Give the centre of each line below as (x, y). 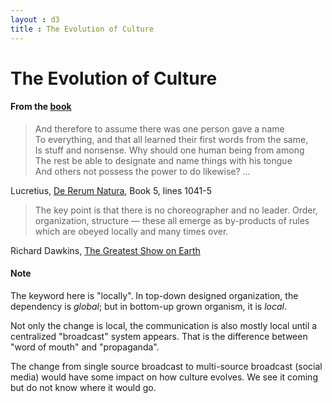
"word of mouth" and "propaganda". (85, 347)
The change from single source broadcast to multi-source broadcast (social (166, 367)
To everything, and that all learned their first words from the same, (171, 139)
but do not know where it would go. (83, 388)
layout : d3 (35, 19)
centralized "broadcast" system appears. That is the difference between (159, 337)
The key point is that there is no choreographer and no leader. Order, (176, 210)
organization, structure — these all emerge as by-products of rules (172, 220)
